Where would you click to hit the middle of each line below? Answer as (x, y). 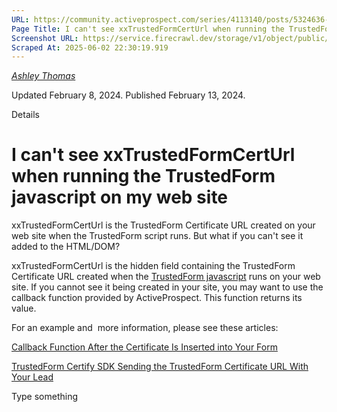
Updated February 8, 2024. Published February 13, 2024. (128, 95)
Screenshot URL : (45, 38)
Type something (45, 397)
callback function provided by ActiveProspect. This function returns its (157, 298)
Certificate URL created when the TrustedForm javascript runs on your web (166, 277)
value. (24, 308)
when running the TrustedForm (143, 176)
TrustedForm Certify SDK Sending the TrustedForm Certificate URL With (160, 367)
